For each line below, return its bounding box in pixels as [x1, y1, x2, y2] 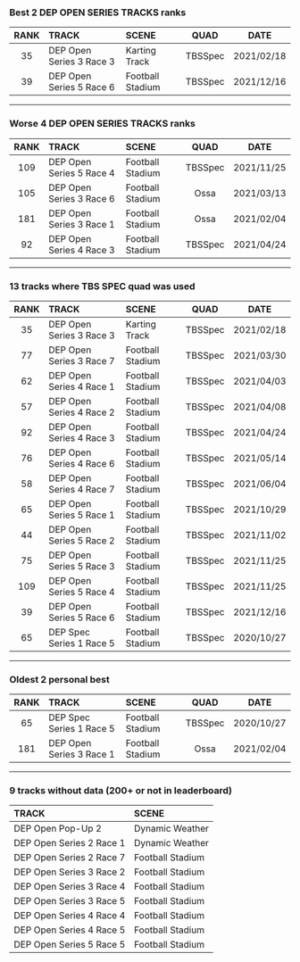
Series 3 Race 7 [48, 354, 115, 367]
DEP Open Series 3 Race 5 [13, 895, 126, 908]
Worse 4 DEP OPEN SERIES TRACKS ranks [9, 118, 196, 130]
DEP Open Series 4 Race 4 [13, 909, 126, 922]
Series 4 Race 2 [48, 406, 115, 419]
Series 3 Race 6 [48, 192, 115, 204]
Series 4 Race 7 [48, 483, 115, 495]
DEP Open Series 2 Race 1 [13, 837, 126, 850]
